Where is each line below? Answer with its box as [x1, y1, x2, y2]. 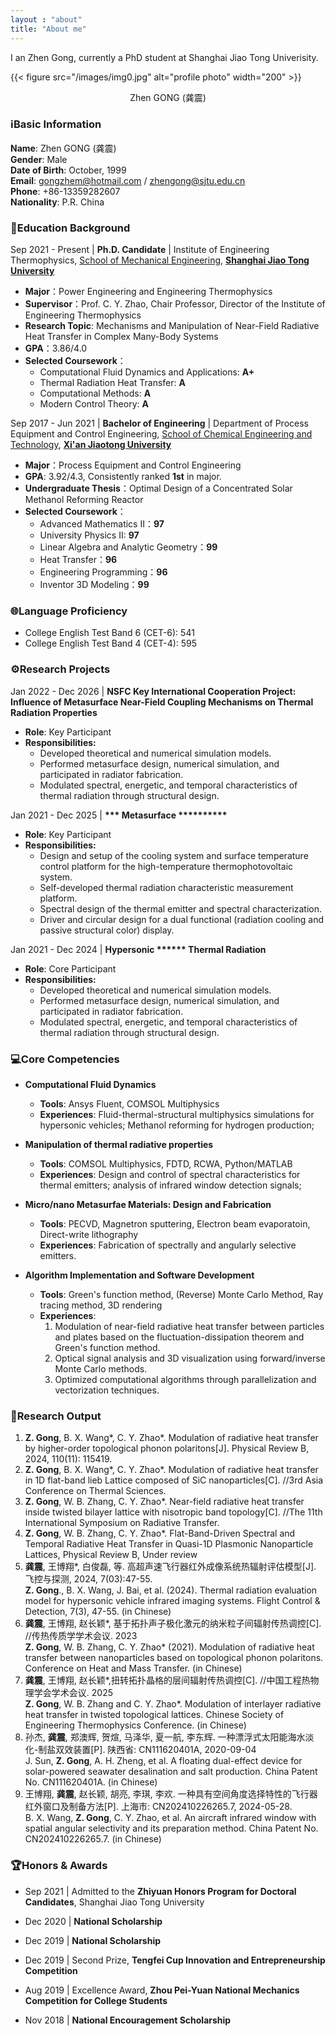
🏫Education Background [10, 221, 131, 235]
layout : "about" [10, 14, 83, 25]
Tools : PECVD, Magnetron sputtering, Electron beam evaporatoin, [39, 1217, 311, 1230]
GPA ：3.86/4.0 [24, 342, 88, 355]
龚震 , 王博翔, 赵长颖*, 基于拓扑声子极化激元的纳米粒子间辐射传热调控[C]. [24, 1617, 322, 1630]
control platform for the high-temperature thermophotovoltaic [39, 860, 294, 872]
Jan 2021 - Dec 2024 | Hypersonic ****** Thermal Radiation [10, 943, 267, 955]
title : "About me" [10, 24, 87, 34]
